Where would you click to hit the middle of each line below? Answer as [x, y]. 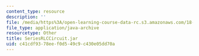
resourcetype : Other [32, 33]
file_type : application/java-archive [53, 28]
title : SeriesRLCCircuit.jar [42, 38]
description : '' [26, 17]
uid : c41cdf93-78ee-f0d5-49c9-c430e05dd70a [61, 44]
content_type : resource [36, 11]
